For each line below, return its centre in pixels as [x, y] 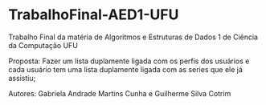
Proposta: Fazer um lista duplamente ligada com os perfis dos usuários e [129, 61]
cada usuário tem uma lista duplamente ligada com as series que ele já [126, 69]
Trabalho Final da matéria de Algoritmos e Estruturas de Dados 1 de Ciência [133, 37]
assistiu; [22, 78]
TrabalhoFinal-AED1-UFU [94, 15]
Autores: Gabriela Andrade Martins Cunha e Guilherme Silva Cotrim [120, 93]
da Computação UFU [43, 45]
